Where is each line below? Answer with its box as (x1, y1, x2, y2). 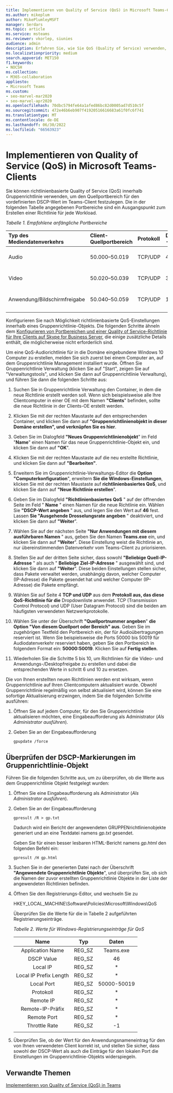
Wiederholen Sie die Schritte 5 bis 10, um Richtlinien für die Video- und (13, 655, 164, 662)
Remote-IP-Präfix (21, 1006, 65, 1013)
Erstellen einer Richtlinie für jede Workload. (6, 210, 97, 216)
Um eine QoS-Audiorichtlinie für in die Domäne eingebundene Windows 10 (6, 349, 164, 355)
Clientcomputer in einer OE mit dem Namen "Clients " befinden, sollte (13, 397, 161, 404)
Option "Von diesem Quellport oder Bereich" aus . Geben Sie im (13, 624, 150, 630)
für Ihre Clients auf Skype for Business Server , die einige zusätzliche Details (6, 334, 166, 340)
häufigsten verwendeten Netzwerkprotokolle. (13, 608, 109, 614)
